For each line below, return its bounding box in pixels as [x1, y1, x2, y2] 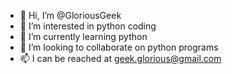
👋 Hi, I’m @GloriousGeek [19, 10, 122, 21]
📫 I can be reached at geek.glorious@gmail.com [19, 53, 222, 64]
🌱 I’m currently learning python [19, 31, 148, 42]
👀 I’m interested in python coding [19, 20, 157, 32]
